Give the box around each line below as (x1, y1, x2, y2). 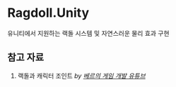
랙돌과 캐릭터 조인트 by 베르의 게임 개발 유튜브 (17, 72, 146, 80)
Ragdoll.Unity (7, 5, 90, 21)
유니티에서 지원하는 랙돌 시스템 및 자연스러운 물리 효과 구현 (7, 29, 170, 37)
